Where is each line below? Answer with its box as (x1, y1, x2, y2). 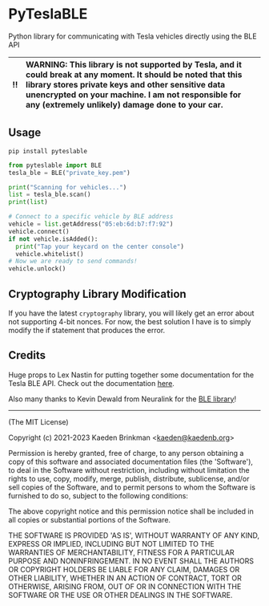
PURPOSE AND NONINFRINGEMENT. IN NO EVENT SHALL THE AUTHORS (8, 555, 255, 566)
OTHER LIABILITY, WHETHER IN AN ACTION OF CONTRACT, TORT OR (8, 573, 242, 583)
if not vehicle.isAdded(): (8, 234, 98, 243)
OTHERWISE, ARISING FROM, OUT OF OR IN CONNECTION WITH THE (8, 581, 242, 591)
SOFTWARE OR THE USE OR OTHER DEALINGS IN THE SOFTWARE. (8, 590, 233, 600)
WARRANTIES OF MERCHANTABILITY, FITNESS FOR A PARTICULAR (8, 547, 235, 557)
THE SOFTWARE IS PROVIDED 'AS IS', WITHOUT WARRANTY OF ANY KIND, (8, 531, 260, 540)
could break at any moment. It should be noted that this (25, 69, 243, 80)
